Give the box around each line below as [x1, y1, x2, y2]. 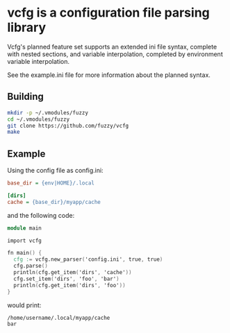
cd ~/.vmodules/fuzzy [7, 116, 70, 123]
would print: [7, 300, 42, 309]
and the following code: [7, 211, 75, 219]
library [7, 19, 47, 35]
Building [7, 91, 44, 103]
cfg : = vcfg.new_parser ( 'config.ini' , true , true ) [13, 256, 163, 263]
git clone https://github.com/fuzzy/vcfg [7, 122, 129, 129]
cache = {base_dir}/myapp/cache [7, 198, 101, 205]
